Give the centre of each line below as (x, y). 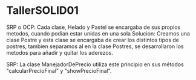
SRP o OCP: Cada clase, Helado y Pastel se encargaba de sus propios (93, 27)
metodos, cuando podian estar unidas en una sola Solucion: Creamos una (98, 33)
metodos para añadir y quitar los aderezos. (60, 52)
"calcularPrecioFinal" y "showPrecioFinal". (59, 70)
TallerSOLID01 (42, 11)
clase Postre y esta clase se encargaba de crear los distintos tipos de (93, 40)
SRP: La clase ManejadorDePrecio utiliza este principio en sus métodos (95, 64)
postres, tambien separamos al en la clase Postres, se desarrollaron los (95, 46)
